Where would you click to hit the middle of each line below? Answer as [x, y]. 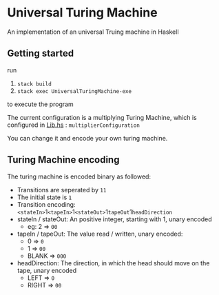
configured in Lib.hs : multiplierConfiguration [73, 125]
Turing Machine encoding [63, 160]
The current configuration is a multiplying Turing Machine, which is [102, 117]
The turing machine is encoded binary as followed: [79, 176]
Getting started [41, 53]
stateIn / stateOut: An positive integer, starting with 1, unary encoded [114, 219]
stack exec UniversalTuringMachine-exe [74, 91]
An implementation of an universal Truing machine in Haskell [93, 32]
